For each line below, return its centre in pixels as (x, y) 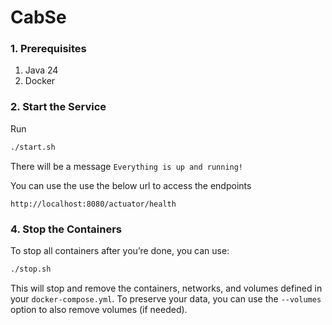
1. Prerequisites (48, 49)
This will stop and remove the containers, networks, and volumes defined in (166, 288)
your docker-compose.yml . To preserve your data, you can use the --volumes (166, 298)
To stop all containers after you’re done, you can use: (120, 250)
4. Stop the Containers (66, 229)
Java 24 (41, 70)
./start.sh (33, 147)
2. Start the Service (58, 107)
